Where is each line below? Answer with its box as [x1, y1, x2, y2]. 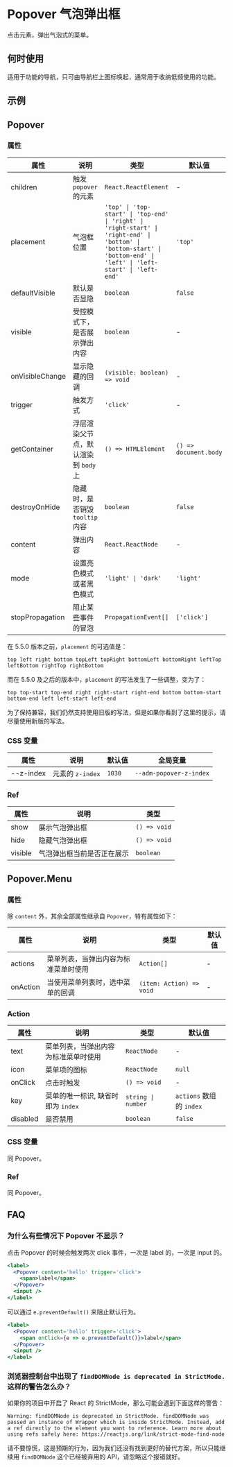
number [125, 1100, 148, 1108]
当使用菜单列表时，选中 [46, 977, 123, 987]
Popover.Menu [7, 873, 73, 884]
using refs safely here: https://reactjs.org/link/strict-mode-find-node [7, 1431, 225, 1438]
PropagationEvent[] [104, 613, 169, 621]
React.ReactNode [104, 540, 158, 548]
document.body [175, 448, 223, 456]
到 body [72, 460, 96, 470]
